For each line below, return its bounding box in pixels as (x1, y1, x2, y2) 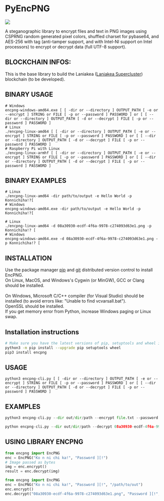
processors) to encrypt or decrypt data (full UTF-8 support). (5, 44, 126, 49)
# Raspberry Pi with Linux (5, 146, 60, 151)
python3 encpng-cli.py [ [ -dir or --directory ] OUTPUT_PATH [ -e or (5, 376, 152, 381)
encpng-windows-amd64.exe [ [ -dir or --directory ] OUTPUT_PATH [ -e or (5, 108, 159, 112)
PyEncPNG (5, 3, 50, 14)
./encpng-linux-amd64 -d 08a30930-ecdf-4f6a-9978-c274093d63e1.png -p (5, 223, 152, 229)
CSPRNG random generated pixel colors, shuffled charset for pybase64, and (5, 33, 159, 39)
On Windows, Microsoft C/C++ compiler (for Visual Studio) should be (5, 293, 144, 299)
